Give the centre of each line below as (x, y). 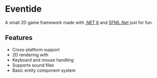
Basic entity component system (44, 70)
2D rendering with (30, 55)
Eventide (23, 9)
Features (19, 38)
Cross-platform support (36, 49)
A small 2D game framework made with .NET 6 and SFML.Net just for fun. (79, 22)
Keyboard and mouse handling (43, 60)
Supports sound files (33, 65)
